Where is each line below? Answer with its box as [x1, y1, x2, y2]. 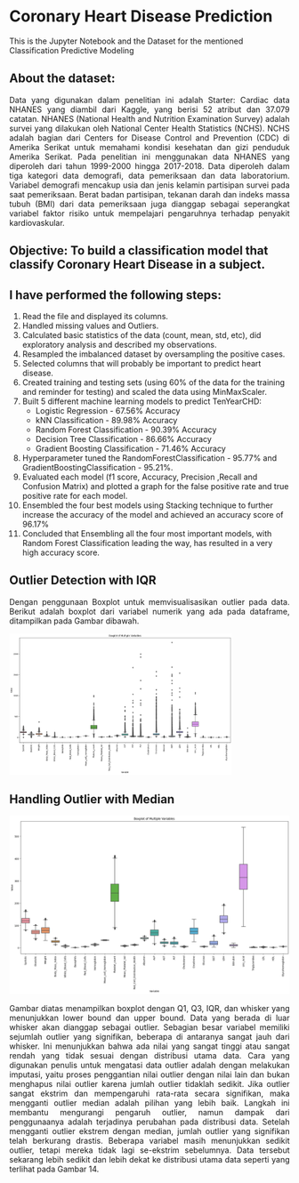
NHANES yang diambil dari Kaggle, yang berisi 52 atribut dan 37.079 [9, 104, 290, 115]
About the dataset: [9, 71, 116, 86]
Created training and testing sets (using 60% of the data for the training [21, 376, 286, 388]
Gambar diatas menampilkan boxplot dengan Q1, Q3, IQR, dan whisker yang [9, 1003, 290, 1014]
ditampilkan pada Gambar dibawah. [9, 616, 140, 626]
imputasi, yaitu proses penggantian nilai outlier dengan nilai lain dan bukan [9, 1069, 290, 1080]
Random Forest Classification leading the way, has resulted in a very [21, 537, 273, 548]
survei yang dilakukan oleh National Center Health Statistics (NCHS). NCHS [9, 123, 290, 133]
